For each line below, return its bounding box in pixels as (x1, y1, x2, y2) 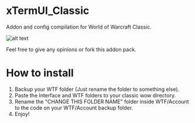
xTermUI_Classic (6, 4, 90, 17)
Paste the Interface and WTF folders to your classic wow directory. (14, 92, 176, 99)
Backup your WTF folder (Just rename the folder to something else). (14, 86, 180, 93)
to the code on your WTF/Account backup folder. (14, 104, 134, 111)
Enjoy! (14, 110, 30, 117)
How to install (6, 66, 74, 80)
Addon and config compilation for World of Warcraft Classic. (6, 23, 152, 30)
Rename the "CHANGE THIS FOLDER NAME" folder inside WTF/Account (14, 98, 189, 105)
